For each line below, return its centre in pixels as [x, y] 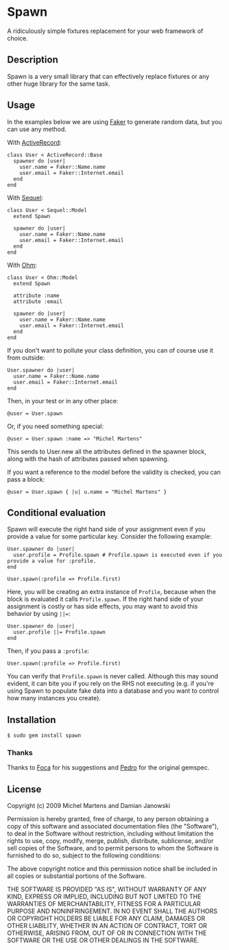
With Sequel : [25, 198]
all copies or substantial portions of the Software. [76, 876]
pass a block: [26, 479]
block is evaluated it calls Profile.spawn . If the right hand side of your [105, 599]
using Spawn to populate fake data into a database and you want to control [113, 691]
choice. [18, 38]
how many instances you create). [54, 698]
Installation [32, 720]
